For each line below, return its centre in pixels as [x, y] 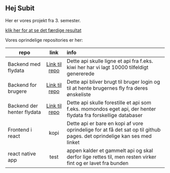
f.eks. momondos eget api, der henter [111, 109]
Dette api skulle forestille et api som [109, 102]
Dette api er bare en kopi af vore [105, 123]
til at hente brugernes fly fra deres [107, 88]
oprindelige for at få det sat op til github [114, 130]
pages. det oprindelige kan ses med [109, 136]
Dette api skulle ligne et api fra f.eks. [110, 61]
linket [73, 142]
